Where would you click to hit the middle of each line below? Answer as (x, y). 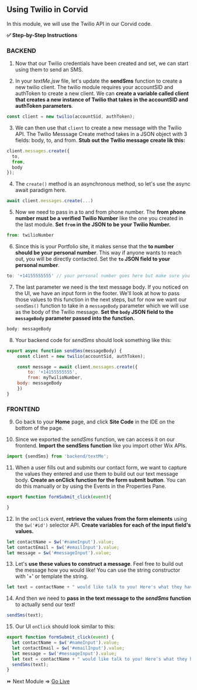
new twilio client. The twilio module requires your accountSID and (94, 87)
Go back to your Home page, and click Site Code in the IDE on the (95, 422)
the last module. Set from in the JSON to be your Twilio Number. (93, 224)
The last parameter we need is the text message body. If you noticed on (102, 287)
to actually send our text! (45, 604)
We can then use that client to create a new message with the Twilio (98, 128)
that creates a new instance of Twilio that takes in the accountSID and (102, 100)
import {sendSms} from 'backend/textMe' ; (58, 456)
